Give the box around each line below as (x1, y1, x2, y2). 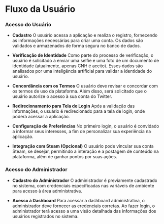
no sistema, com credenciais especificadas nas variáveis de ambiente (12, 182, 154, 188)
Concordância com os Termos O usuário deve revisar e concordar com (12, 83, 158, 89)
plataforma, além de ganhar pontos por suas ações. (12, 154, 117, 160)
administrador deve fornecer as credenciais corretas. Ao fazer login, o (12, 203, 155, 209)
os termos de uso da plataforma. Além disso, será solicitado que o (12, 88, 147, 94)
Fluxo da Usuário (5, 3, 75, 15)
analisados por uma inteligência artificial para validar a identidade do (12, 68, 152, 74)
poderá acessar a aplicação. (12, 114, 70, 120)
